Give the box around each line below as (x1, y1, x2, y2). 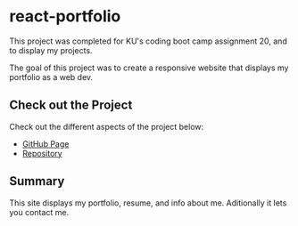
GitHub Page (21, 138, 70, 149)
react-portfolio (9, 6, 121, 27)
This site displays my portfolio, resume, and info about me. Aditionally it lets (9, 198, 287, 208)
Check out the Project (9, 98, 133, 113)
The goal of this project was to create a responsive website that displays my (9, 62, 289, 73)
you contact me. (9, 206, 70, 217)
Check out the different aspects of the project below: (9, 121, 204, 132)
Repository (21, 148, 62, 158)
